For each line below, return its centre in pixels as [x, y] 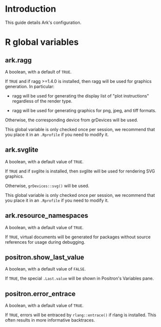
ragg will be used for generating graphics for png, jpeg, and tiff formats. [84, 110]
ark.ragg [18, 60]
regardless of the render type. [42, 101]
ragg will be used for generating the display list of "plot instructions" [80, 96]
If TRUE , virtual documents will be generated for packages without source [78, 237]
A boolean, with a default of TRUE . [38, 72]
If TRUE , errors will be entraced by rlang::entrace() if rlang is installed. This [81, 315]
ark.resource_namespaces [47, 216]
